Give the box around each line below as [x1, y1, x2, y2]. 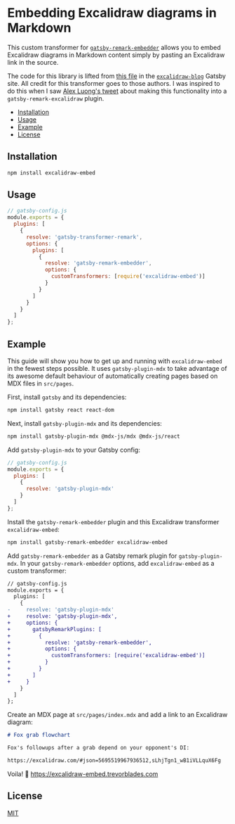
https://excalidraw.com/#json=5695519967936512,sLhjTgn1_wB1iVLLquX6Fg [7, 757, 221, 764]
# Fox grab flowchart [7, 732, 71, 739]
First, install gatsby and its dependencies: [7, 393, 127, 401]
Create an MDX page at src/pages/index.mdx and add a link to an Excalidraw [7, 711, 228, 719]
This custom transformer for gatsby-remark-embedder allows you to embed [7, 43, 221, 51]
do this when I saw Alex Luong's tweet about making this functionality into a [7, 87, 227, 95]
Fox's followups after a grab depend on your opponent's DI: [7, 744, 190, 752]
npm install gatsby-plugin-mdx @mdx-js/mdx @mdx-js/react [7, 433, 180, 440]
